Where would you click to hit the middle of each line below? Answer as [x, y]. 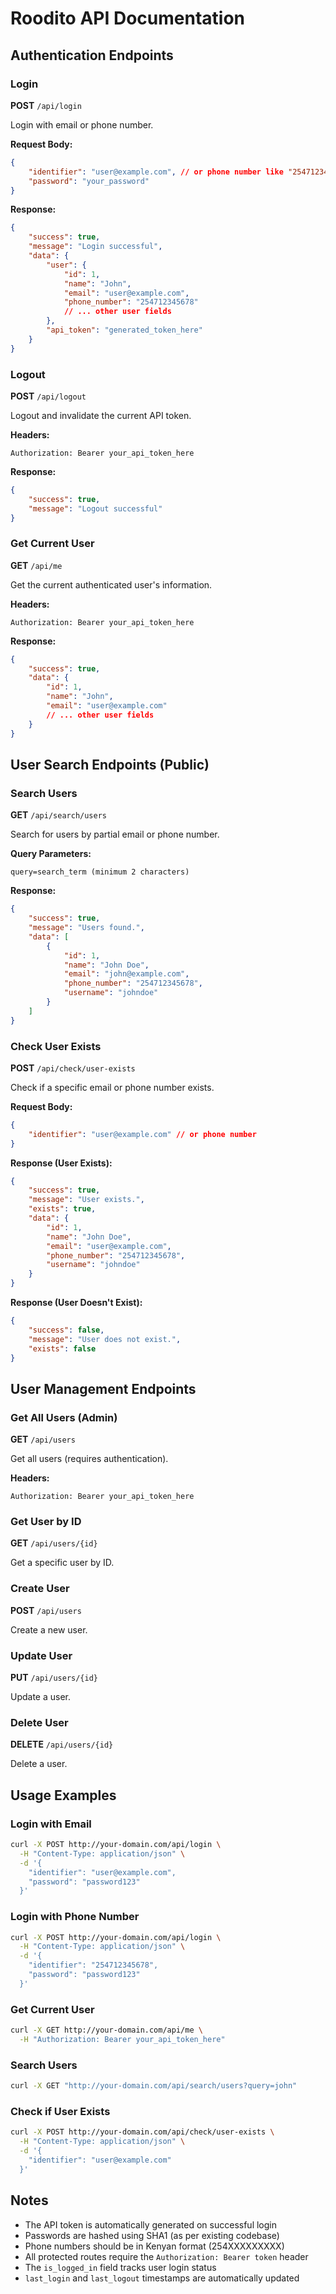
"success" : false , [66, 1330]
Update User [41, 1655]
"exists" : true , [62, 1209]
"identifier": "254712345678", [93, 1965]
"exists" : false [62, 1348]
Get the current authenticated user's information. [111, 584]
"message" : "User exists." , [86, 1200]
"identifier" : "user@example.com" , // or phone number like [156, 172]
